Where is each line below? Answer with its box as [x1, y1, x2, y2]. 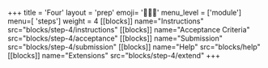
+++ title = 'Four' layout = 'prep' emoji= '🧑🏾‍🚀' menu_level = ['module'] [7, 8, 242, 17]
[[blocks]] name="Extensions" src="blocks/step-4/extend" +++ [7, 51, 220, 60]
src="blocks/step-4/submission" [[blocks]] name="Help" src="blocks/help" [7, 42, 261, 52]
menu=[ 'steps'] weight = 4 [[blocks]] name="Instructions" [7, 16, 204, 26]
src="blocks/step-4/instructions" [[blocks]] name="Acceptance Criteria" [7, 25, 250, 34]
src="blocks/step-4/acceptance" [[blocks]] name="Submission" [7, 33, 223, 43]
